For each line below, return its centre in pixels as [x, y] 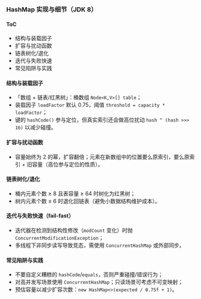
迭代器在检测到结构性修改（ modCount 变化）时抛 [74, 230]
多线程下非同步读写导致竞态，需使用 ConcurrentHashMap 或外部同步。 [100, 245]
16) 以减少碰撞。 [36, 128]
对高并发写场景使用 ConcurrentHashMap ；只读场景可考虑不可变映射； [99, 282]
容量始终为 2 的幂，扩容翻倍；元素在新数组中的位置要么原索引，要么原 [102, 156]
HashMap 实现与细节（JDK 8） [52, 9]
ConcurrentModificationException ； [59, 237]
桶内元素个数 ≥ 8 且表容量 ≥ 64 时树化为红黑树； [75, 194]
